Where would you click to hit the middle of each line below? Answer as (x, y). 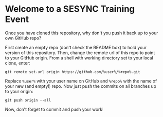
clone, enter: (18, 63)
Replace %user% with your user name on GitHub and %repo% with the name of (81, 81)
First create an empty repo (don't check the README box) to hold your (76, 47)
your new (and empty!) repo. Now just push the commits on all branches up (81, 86)
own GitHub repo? (23, 38)
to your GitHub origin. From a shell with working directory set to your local (79, 58)
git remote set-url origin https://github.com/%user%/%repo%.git (72, 72)
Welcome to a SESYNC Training (70, 9)
